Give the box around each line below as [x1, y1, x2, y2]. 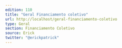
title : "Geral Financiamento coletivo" [5, 12, 88, 17]
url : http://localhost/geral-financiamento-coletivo [5, 16, 117, 21]
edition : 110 [5, 7, 32, 12]
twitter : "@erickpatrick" [5, 35, 59, 40]
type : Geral [5, 21, 30, 26]
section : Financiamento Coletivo [5, 26, 75, 31]
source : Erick [5, 30, 35, 35]
